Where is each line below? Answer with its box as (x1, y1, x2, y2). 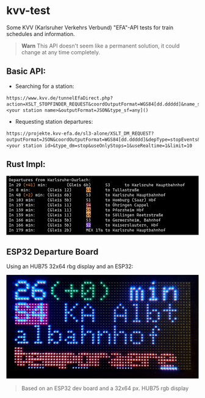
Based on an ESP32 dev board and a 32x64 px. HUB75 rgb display (21, 385, 189, 392)
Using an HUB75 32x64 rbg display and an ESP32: (6, 263, 134, 270)
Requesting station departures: (15, 118, 93, 125)
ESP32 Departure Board (6, 246, 99, 257)
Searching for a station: (15, 82, 74, 90)
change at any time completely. (21, 48, 101, 55)
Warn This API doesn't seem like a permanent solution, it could (21, 42, 180, 49)
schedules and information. (6, 30, 75, 37)
